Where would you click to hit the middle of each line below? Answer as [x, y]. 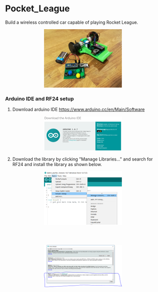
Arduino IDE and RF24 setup [39, 98]
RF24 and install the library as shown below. [57, 164]
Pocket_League [38, 9]
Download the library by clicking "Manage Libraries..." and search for [82, 159]
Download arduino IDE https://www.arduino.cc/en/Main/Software [78, 110]
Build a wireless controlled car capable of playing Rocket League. [72, 22]
